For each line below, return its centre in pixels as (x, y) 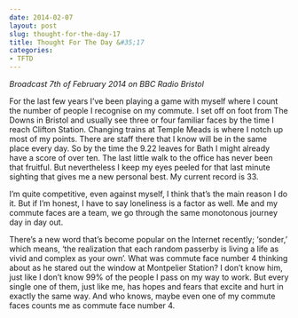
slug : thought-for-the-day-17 (65, 34)
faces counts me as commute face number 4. (92, 306)
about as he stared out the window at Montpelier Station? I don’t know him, (146, 268)
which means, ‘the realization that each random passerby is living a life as (144, 249)
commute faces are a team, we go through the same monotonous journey (143, 213)
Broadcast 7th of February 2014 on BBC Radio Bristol (106, 84)
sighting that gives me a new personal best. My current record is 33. (134, 177)
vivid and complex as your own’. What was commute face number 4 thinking (149, 258)
